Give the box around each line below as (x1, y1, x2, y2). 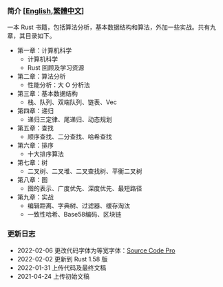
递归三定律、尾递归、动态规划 (27, 115, 112, 123)
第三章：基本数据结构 (17, 90, 78, 98)
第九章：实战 (17, 193, 54, 201)
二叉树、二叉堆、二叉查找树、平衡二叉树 (27, 167, 142, 175)
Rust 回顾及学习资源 (27, 63, 85, 72)
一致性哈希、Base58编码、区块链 (27, 210, 122, 219)
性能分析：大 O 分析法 (27, 81, 91, 89)
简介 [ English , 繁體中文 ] (7, 6, 85, 15)
